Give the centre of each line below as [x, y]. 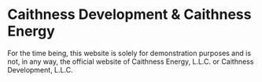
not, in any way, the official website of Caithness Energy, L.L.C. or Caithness [131, 61]
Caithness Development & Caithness [129, 15]
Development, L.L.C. [40, 69]
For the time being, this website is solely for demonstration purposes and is [129, 53]
